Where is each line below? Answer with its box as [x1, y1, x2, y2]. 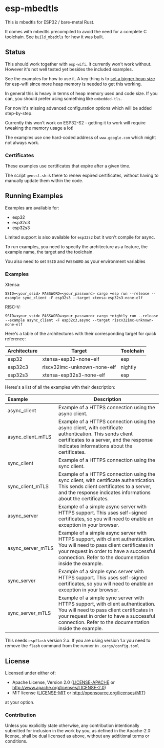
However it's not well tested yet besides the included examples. [5, 66, 133, 72]
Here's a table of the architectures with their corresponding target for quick [5, 331, 157, 337]
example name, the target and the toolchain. [5, 249, 94, 255]
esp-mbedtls [5, 3, 59, 14]
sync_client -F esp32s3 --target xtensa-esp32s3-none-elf [22, 296, 143, 301]
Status [5, 48, 26, 56]
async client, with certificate [58, 424, 123, 431]
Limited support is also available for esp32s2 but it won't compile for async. [5, 234, 155, 240]
